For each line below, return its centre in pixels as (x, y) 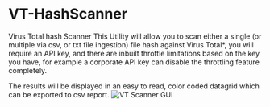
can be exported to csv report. (59, 94)
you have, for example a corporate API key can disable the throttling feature (134, 62)
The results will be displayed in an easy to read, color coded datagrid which (134, 86)
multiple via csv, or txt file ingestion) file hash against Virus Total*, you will (131, 44)
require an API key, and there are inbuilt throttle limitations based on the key (134, 53)
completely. (28, 70)
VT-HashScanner (68, 14)
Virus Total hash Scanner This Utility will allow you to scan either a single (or (135, 36)
